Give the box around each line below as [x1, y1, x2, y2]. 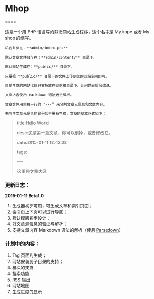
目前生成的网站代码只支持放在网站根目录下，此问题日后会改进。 [5, 83, 113, 88]
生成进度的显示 [12, 289, 42, 295]
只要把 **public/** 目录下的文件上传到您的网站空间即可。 [5, 74, 109, 79]
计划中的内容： [5, 240, 40, 247]
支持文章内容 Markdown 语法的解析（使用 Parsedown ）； [12, 227, 125, 233]
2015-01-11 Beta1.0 [5, 193, 44, 199]
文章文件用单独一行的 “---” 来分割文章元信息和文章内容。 [5, 102, 107, 107]
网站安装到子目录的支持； [12, 258, 63, 264]
